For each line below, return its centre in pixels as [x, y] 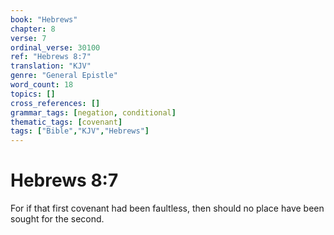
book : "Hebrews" [44, 19]
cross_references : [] [55, 103]
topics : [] [33, 94]
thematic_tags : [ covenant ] [66, 122]
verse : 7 [28, 38]
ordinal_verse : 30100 [55, 47]
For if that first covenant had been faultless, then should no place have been [167, 208]
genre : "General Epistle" [64, 76]
